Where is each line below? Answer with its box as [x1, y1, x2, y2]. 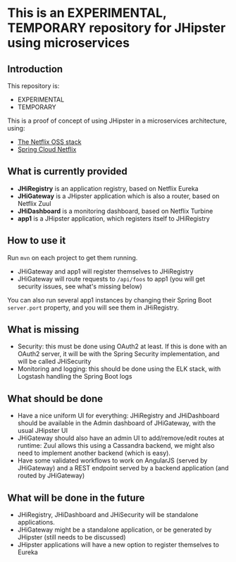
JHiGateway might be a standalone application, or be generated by [17, 525, 212, 534]
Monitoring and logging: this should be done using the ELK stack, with [17, 365, 221, 373]
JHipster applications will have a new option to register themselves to [17, 541, 220, 549]
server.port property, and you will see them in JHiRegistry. [7, 303, 180, 312]
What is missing [7, 324, 80, 336]
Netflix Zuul [17, 199, 51, 207]
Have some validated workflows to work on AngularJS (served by [17, 456, 208, 465]
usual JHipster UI [17, 427, 68, 435]
